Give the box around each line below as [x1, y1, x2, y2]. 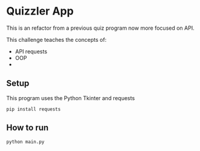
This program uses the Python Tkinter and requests [6, 94, 135, 101]
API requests [15, 47, 47, 55]
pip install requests [6, 106, 61, 112]
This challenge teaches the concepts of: [6, 36, 107, 43]
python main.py [6, 138, 45, 145]
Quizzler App [6, 4, 74, 18]
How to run [6, 122, 49, 133]
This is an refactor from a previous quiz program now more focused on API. [6, 24, 195, 32]
